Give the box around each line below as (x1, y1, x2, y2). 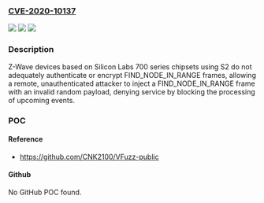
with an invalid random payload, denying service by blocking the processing (8, 87, 256, 96)
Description (8, 44, 54, 55)
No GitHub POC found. (8, 187, 82, 197)
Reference (8, 135, 43, 144)
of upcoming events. (8, 95, 75, 105)
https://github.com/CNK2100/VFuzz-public (19, 152, 159, 161)
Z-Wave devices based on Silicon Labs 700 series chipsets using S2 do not (8, 61, 252, 72)
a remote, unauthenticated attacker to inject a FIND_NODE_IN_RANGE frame (8, 79, 255, 88)
